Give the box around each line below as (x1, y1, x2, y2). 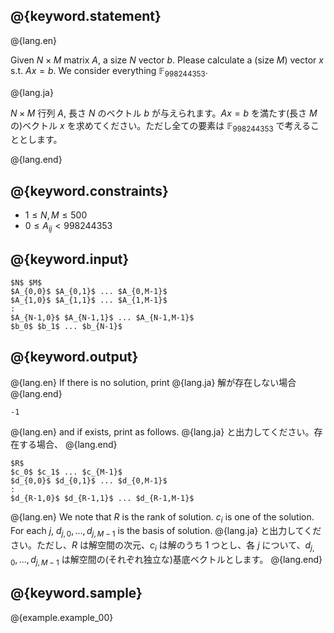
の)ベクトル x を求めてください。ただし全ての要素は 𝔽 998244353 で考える (10, 119, 312, 134)
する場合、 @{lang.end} (18, 438, 118, 450)
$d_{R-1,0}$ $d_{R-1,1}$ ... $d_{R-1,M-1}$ (10, 493, 195, 503)
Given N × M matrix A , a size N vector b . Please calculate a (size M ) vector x (10, 54, 324, 66)
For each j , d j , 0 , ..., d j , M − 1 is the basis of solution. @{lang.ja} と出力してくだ (10, 525, 322, 539)
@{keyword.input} (10, 251, 130, 268)
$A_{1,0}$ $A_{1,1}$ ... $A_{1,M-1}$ (10, 295, 168, 305)
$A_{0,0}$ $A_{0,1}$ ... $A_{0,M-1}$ (10, 286, 168, 296)
